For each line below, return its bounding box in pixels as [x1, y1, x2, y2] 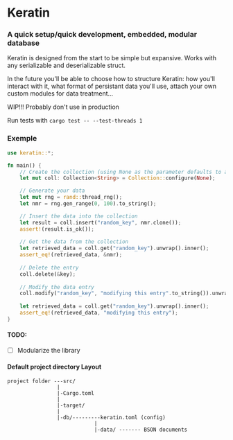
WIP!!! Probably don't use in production [7, 103, 120, 112]
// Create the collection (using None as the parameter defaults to [19, 168, 222, 175]
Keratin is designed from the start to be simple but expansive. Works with [7, 54, 217, 62]
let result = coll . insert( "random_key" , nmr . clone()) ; [19, 219, 182, 226]
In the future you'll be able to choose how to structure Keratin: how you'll [7, 75, 216, 83]
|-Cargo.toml [56, 390, 95, 397]
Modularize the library [17, 346, 81, 354]
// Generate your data [19, 187, 85, 195]
